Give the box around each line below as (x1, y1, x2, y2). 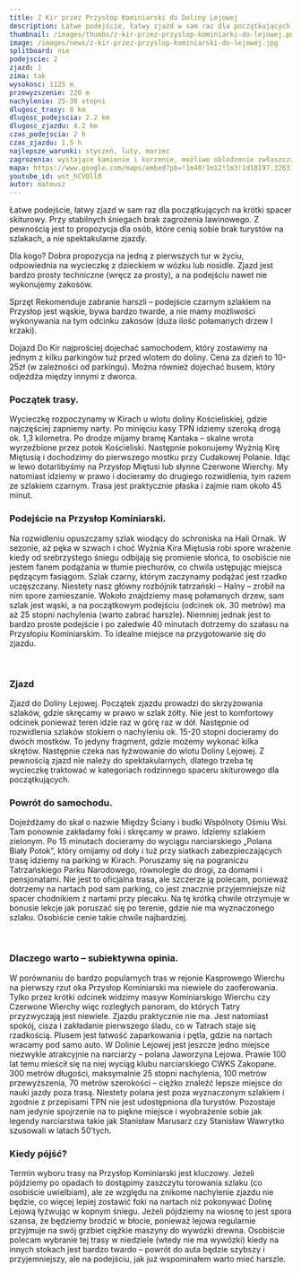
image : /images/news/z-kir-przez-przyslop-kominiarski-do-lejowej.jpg (9, 38, 279, 48)
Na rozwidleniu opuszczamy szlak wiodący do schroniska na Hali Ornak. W (9, 533, 287, 544)
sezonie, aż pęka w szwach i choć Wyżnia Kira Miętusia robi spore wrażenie (9, 542, 291, 553)
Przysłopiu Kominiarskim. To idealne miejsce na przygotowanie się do (9, 628, 267, 639)
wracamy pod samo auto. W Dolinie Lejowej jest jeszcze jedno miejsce (9, 1039, 271, 1050)
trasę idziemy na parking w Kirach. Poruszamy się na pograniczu (9, 855, 249, 866)
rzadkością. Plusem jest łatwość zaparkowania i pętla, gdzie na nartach (9, 1029, 273, 1041)
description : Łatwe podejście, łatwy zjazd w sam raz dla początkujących (9, 22, 291, 31)
